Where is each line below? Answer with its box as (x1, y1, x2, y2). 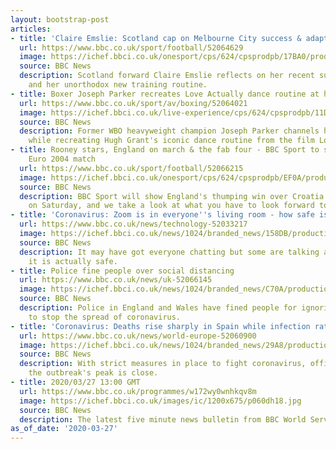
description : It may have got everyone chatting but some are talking (19, 247, 320, 257)
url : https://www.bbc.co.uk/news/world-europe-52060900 (19, 331, 257, 341)
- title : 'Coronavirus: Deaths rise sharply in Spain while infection (10, 321, 311, 331)
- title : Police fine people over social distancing (10, 266, 235, 276)
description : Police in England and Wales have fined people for (19, 303, 298, 313)
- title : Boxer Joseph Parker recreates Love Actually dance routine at (10, 89, 320, 99)
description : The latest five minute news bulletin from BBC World (19, 414, 307, 425)
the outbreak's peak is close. (28, 368, 159, 378)
